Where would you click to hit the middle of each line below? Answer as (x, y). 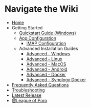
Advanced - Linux (44, 59)
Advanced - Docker (46, 74)
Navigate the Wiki (42, 9)
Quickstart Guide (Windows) (47, 33)
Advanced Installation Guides (48, 48)
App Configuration (38, 38)
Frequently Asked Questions (40, 85)
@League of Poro (29, 100)
